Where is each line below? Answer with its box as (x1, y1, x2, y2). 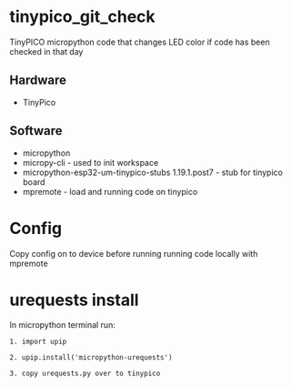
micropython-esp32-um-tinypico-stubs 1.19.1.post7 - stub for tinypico (22, 167, 284, 178)
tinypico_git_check (9, 6, 156, 27)
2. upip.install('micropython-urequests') (9, 353, 173, 362)
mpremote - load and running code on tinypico (22, 186, 198, 197)
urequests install (9, 290, 139, 311)
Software (9, 123, 63, 138)
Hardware (9, 73, 66, 88)
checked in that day (9, 46, 84, 56)
